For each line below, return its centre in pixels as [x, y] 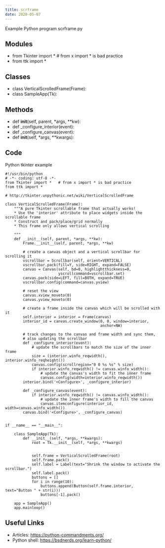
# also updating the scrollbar [55, 338]
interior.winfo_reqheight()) [35, 360]
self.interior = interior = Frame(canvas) [67, 317]
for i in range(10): [53, 482]
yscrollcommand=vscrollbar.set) [91, 274]
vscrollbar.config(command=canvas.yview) [66, 282]
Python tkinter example [29, 164]
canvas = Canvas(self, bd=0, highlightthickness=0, [77, 269]
